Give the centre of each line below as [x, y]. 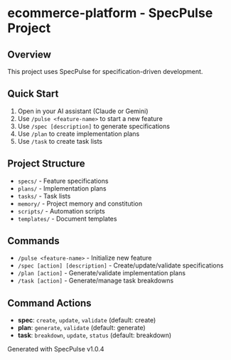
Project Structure [46, 164]
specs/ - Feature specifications [63, 181]
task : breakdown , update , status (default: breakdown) [95, 335]
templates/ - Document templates [67, 218]
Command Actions [49, 303]
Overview [29, 54]
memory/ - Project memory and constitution [80, 203]
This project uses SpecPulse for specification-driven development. [105, 72]
